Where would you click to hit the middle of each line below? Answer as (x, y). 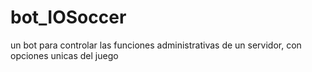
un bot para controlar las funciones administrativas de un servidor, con (156, 45)
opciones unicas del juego (64, 55)
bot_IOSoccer (68, 17)
